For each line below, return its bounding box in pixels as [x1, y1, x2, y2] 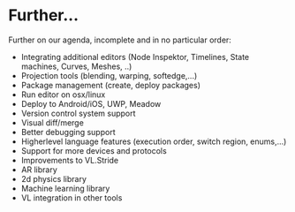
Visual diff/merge [20, 117, 85, 128]
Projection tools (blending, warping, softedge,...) [20, 70, 198, 80]
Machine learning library [20, 183, 110, 193]
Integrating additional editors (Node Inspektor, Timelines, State [20, 51, 249, 62]
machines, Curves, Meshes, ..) [20, 61, 132, 72]
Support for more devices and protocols [20, 145, 167, 155]
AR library [20, 164, 58, 175]
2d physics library [20, 173, 87, 184]
